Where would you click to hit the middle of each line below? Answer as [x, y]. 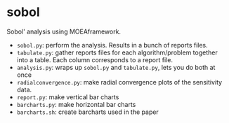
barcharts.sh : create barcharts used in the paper [87, 112]
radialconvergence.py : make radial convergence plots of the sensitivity [119, 82]
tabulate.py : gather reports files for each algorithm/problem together [117, 52]
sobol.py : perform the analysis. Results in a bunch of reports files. [112, 45]
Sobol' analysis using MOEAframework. [64, 31]
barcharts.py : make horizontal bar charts [76, 104]
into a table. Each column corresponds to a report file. [95, 59]
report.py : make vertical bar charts [68, 97]
